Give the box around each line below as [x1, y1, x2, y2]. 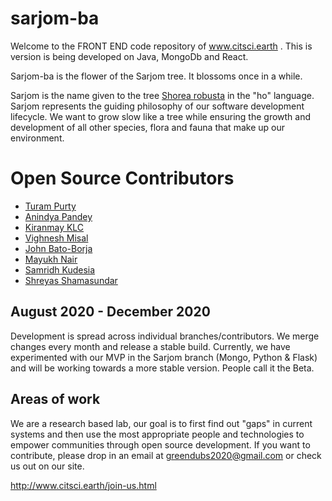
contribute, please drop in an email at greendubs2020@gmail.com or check [10, 449, 322, 461]
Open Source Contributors [10, 167, 235, 190]
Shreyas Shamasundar [24, 274, 118, 286]
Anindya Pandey [24, 210, 93, 222]
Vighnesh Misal [24, 232, 89, 244]
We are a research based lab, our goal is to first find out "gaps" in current [10, 417, 313, 429]
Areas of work [10, 391, 101, 408]
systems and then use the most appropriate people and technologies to [10, 428, 305, 440]
